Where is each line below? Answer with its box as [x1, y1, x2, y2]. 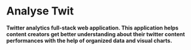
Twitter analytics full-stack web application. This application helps [6, 24, 179, 31]
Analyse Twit [6, 4, 74, 18]
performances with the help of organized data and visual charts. [6, 37, 172, 44]
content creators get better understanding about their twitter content [6, 30, 186, 37]
